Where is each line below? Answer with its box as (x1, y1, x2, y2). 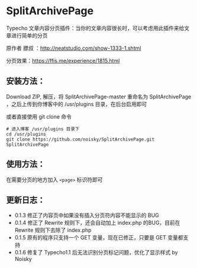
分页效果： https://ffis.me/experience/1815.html (6, 57, 120, 64)
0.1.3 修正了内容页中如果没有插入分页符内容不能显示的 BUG (14, 212, 159, 219)
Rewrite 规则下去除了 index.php (14, 226, 92, 234)
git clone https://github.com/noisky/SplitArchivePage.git (6, 136, 155, 142)
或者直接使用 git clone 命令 (6, 113, 72, 120)
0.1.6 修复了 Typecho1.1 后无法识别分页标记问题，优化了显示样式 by (14, 249, 179, 256)
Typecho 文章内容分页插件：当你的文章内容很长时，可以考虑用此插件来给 (6, 24, 185, 31)
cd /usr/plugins (6, 131, 46, 137)
